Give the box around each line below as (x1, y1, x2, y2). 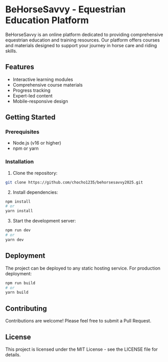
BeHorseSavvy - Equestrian (5, 4, 126, 15)
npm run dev (5, 228, 31, 233)
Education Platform (5, 14, 89, 26)
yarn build (5, 290, 29, 295)
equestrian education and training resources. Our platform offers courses (5, 37, 160, 43)
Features (5, 63, 34, 71)
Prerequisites (5, 128, 39, 135)
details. (5, 351, 21, 357)
